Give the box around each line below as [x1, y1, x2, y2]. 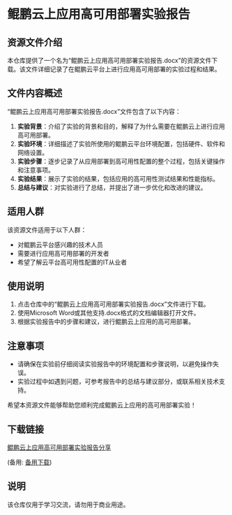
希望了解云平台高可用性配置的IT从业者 [17, 258, 127, 266]
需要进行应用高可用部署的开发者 [17, 249, 109, 257]
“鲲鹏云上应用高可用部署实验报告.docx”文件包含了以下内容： [7, 107, 181, 115]
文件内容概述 [7, 87, 63, 99]
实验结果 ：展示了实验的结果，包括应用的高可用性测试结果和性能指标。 [17, 174, 219, 182]
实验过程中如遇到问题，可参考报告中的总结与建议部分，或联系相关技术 [17, 377, 219, 386]
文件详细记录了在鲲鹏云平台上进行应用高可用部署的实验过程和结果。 [25, 65, 221, 73]
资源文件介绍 [7, 36, 63, 48]
